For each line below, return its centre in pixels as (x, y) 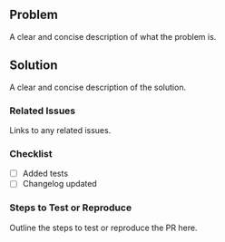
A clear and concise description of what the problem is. (113, 36)
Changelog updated (59, 184)
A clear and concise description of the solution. (98, 87)
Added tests (45, 174)
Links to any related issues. (60, 130)
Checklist (31, 153)
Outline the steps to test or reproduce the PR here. (103, 227)
